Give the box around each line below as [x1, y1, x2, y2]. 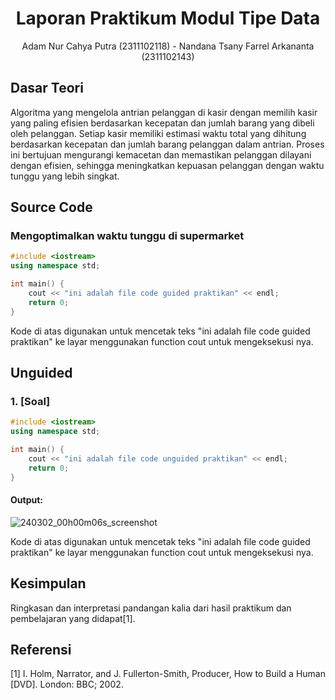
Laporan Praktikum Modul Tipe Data [15, 7, 321, 30]
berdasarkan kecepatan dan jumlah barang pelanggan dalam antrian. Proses [10, 138, 325, 150]
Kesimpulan [10, 575, 87, 592]
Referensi [10, 642, 72, 659]
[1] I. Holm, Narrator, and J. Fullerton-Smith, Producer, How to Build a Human [10, 668, 326, 680]
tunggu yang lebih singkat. [10, 170, 120, 182]
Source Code [10, 199, 93, 216]
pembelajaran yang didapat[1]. [10, 612, 136, 624]
